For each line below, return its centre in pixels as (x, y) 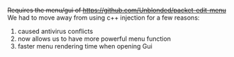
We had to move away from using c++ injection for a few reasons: (104, 18)
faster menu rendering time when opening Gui (85, 46)
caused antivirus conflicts (55, 31)
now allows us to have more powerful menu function (94, 39)
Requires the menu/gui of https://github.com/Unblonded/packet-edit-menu (117, 10)
